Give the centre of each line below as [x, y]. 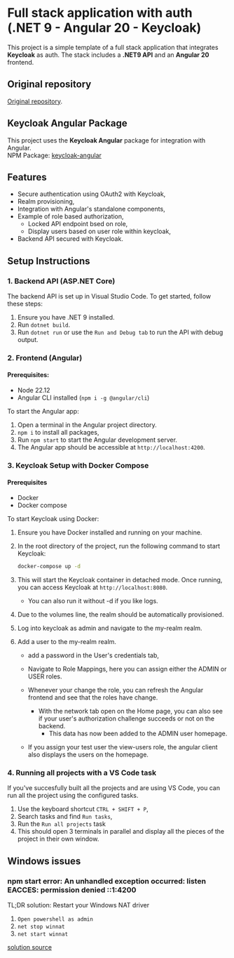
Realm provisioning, [46, 202]
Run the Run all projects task [62, 824]
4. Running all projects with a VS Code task [82, 773]
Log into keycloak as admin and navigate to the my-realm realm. [110, 628]
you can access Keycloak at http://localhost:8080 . [92, 587]
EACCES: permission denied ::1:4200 [72, 890]
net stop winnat [41, 927]
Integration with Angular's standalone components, [91, 209]
